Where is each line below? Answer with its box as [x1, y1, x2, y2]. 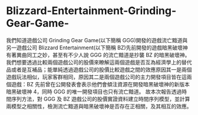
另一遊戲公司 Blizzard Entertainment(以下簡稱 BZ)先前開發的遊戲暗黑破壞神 [6, 44, 189, 51]
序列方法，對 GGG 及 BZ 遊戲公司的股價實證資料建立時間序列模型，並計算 [11, 95, 190, 102]
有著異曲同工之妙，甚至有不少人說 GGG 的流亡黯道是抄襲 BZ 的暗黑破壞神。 [6, 51, 190, 58]
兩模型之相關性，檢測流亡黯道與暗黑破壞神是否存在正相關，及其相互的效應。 [6, 103, 192, 110]
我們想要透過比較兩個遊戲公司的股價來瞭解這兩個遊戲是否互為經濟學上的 [6, 59, 181, 66]
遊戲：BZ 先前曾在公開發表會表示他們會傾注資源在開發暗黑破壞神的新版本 [11, 80, 190, 87]
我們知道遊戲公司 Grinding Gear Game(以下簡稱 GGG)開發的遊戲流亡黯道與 [6, 36, 188, 43]
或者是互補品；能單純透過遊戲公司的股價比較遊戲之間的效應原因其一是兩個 [11, 66, 192, 73]
